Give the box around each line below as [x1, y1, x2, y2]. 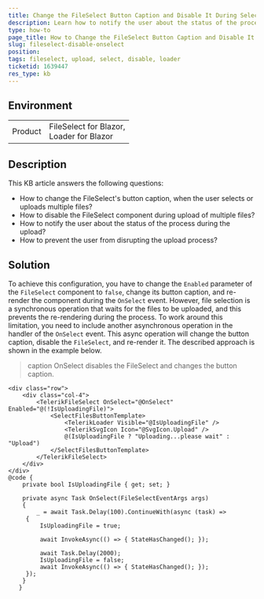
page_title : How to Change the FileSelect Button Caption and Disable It [8, 33, 255, 42]
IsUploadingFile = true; [39, 522, 122, 530]
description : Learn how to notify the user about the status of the [8, 19, 237, 27]
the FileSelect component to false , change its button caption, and [8, 287, 225, 297]
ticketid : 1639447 [8, 63, 68, 71]
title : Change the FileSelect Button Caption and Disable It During [8, 11, 237, 20]
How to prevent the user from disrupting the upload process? [19, 236, 218, 245]
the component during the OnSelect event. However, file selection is [31, 296, 251, 305]
